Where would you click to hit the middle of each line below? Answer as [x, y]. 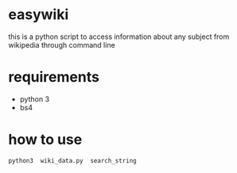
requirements [54, 77]
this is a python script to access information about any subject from [119, 37]
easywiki [39, 15]
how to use [45, 140]
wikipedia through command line [62, 44]
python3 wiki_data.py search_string [72, 160]
